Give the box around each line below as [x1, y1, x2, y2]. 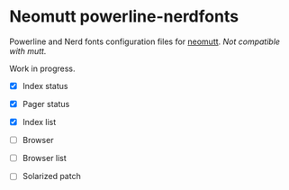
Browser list [22, 153, 68, 164]
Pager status [22, 99, 70, 109]
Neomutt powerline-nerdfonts [9, 6, 239, 27]
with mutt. [9, 45, 47, 56]
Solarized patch [22, 171, 81, 182]
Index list [22, 117, 57, 128]
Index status [22, 80, 68, 91]
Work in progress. [9, 63, 76, 74]
